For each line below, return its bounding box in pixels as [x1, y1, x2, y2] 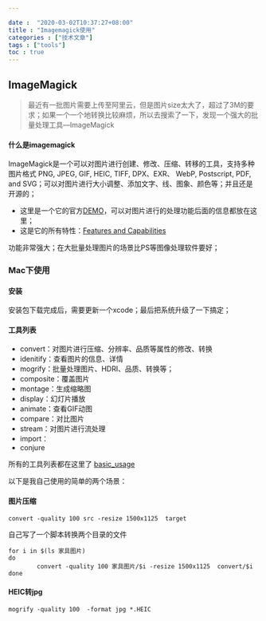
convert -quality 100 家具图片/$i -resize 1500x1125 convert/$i [37, 562, 253, 571]
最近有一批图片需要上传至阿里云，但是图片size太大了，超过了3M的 [27, 100, 248, 109]
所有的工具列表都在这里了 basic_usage [8, 460, 135, 469]
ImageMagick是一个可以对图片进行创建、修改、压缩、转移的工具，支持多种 [8, 159, 255, 168]
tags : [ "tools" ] [8, 41, 66, 49]
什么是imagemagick [8, 140, 76, 149]
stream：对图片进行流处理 [19, 424, 106, 433]
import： [19, 434, 49, 444]
